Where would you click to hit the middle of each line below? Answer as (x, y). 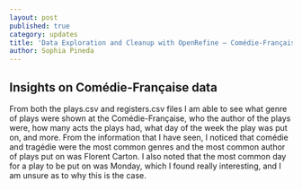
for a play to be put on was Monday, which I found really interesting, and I (145, 166)
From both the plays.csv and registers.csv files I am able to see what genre (148, 108)
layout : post (34, 17)
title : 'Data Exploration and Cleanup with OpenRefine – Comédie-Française (154, 43)
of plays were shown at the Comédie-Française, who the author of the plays (150, 118)
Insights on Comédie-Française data (113, 87)
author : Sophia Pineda (52, 51)
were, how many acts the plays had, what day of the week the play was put (148, 127)
